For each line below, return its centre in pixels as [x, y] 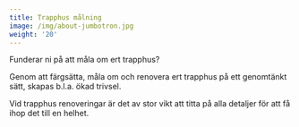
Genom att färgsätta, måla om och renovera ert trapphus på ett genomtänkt [148, 77]
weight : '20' [34, 34]
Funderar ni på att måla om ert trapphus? [85, 60]
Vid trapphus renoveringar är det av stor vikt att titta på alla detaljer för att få [150, 104]
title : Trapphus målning [56, 17]
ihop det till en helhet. [49, 114]
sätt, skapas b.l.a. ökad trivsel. [65, 87]
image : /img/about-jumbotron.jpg [72, 26]
